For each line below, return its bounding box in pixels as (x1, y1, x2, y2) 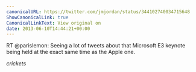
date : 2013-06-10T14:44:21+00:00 (6, 25, 90, 32)
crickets (6, 60, 27, 67)
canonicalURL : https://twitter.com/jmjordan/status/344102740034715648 (6, 8, 190, 15)
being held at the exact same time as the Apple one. (6, 49, 136, 56)
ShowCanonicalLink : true (6, 14, 69, 20)
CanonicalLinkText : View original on (6, 20, 101, 26)
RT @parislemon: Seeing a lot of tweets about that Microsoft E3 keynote (6, 42, 186, 49)
